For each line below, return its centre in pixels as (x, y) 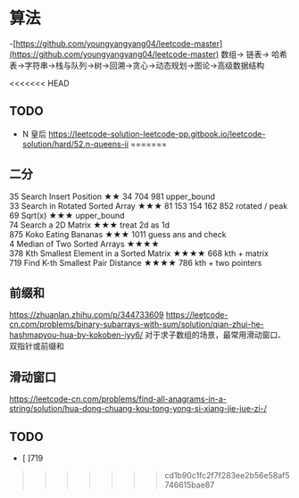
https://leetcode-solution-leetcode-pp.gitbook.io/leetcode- (157, 134)
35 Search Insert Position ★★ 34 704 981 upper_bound (112, 196)
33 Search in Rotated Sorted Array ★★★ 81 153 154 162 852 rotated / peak (149, 205)
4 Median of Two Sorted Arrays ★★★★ (84, 244)
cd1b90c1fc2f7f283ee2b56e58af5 (227, 475)
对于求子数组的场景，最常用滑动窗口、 (216, 335)
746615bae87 (190, 485)
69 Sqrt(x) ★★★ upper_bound (67, 215)
